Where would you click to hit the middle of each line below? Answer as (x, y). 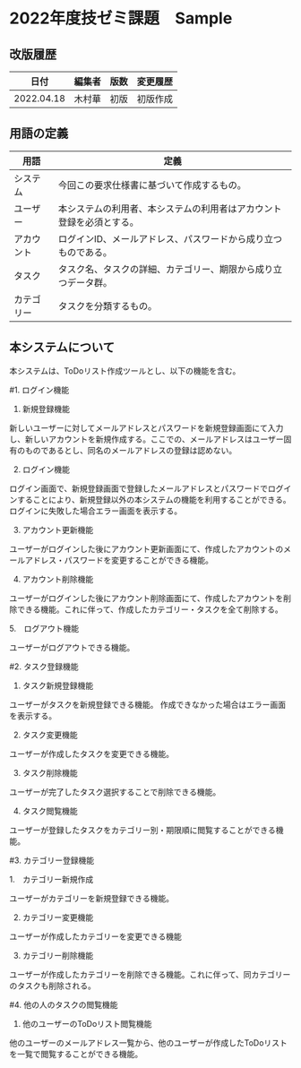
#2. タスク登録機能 (44, 666)
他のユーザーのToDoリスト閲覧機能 (87, 1023)
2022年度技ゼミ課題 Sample (121, 18)
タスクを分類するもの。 (107, 306)
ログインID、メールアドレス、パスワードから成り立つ (170, 238)
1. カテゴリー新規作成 (52, 879)
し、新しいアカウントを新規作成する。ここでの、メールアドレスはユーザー (146, 439)
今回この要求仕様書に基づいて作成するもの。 (152, 185)
